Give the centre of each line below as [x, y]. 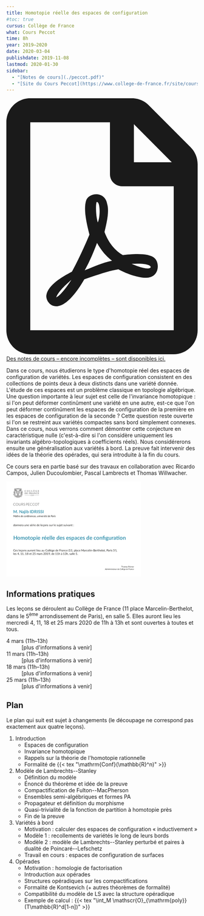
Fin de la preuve [44, 816]
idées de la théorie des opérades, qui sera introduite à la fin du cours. [93, 455]
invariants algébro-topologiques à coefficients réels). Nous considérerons [99, 442]
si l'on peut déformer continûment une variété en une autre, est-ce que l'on [100, 403]
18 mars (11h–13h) [28, 667]
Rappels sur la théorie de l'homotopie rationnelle [85, 758]
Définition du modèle [50, 777]
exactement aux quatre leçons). [46, 726]
